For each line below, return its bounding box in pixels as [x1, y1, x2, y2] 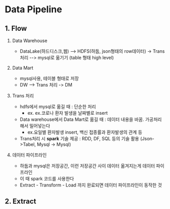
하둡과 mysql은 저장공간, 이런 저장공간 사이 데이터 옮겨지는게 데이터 [19, 163, 155, 169]
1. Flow [5, 24, 27, 33]
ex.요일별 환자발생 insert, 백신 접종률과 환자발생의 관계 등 [27, 129, 142, 135]
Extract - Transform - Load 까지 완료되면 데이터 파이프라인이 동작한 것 [19, 182, 162, 188]
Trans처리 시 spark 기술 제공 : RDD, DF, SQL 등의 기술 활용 [19, 136, 139, 141]
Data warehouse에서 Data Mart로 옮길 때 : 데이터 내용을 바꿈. [19, 116, 144, 122]
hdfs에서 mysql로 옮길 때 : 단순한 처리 [19, 103, 96, 110]
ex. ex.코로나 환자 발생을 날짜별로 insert [27, 110, 108, 116]
